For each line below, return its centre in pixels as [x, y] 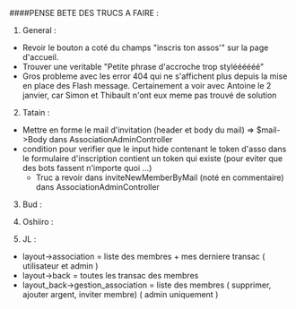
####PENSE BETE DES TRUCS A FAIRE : [84, 13]
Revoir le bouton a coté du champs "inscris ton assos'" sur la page [145, 47]
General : [39, 30]
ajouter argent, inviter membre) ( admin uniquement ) [120, 294]
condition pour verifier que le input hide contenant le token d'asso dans [154, 149]
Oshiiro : [38, 222]
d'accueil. [40, 57]
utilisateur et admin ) [60, 266]
